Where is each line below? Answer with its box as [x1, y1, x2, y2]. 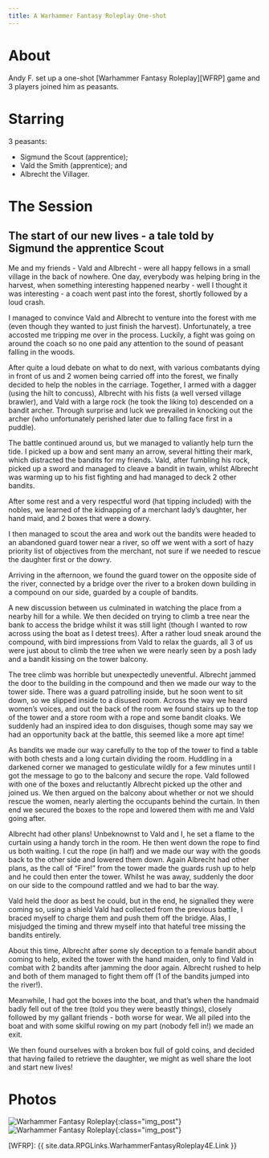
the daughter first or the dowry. [8, 554, 112, 564]
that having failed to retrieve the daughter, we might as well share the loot [8, 1053, 251, 1063]
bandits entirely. [8, 930, 62, 939]
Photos [8, 1090, 57, 1108]
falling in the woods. [8, 347, 75, 356]
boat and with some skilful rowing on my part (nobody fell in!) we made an [8, 1020, 255, 1030]
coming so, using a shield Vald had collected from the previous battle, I [8, 904, 243, 914]
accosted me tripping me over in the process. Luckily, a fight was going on [8, 330, 255, 339]
